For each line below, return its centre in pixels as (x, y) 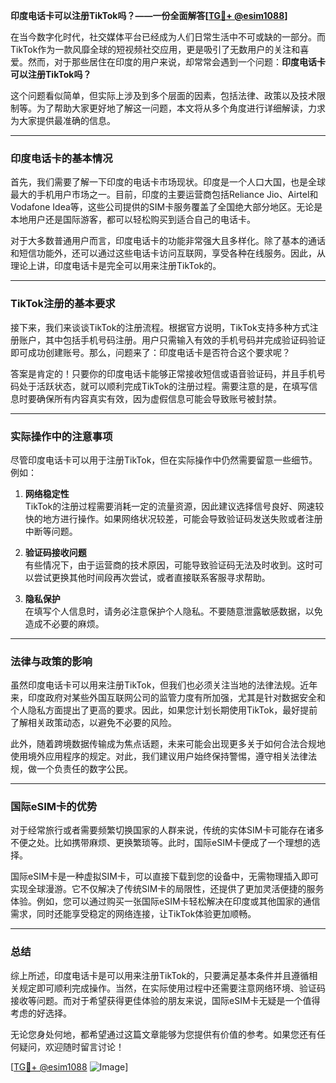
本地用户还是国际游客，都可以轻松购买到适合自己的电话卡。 (133, 220)
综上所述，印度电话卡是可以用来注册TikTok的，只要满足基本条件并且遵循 (160, 975)
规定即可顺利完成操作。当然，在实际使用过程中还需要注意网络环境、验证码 (172, 988)
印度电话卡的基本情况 (61, 158)
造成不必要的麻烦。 (64, 623)
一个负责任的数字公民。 (84, 769)
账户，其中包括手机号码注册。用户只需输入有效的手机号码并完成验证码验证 (172, 340)
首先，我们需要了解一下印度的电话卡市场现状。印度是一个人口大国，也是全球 (168, 182)
